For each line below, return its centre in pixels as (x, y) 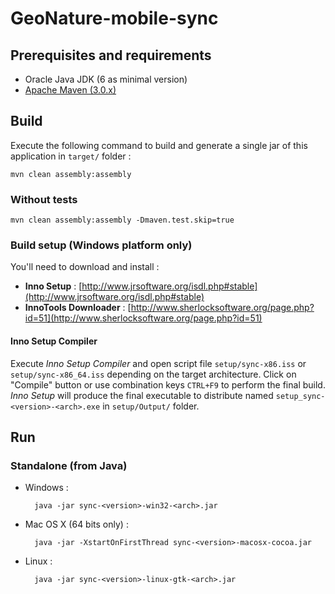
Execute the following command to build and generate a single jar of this (159, 145)
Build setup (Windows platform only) (101, 245)
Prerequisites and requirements (111, 55)
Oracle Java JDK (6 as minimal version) (106, 79)
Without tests (44, 199)
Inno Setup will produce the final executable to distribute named (142, 395)
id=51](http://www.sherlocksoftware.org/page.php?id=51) (143, 318)
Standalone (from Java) (69, 465)
